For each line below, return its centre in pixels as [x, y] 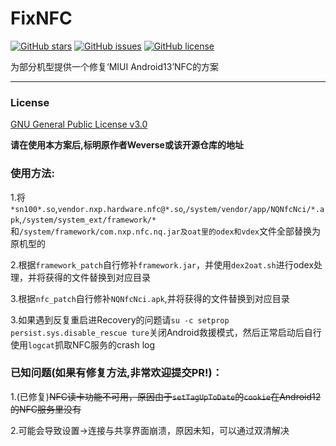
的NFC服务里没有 [46, 409]
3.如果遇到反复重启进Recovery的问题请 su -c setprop [120, 319]
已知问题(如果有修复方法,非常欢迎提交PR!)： [116, 373]
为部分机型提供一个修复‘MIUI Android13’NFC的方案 [115, 66]
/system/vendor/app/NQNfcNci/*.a [255, 209]
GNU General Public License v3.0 [79, 124]
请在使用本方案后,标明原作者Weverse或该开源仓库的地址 [127, 145]
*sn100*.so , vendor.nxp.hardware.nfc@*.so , [98, 208]
